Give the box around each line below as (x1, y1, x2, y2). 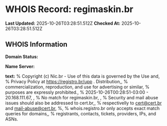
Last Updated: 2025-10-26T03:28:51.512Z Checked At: (5, 20, 121, 26)
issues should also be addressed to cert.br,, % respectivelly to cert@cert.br (5, 100, 162, 106)
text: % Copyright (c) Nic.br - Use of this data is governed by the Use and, (5, 73, 160, 79)
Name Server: (5, 63, 35, 69)
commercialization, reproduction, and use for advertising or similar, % (5, 84, 150, 90)
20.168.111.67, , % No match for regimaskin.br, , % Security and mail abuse (5, 94, 158, 100)
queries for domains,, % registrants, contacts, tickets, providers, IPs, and (5, 110, 156, 116)
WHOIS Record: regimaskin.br (5, 4, 133, 15)
